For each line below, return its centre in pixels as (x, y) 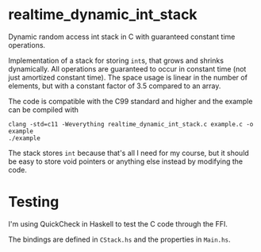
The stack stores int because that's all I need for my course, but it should (129, 153)
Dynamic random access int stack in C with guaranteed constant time (122, 37)
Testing (34, 202)
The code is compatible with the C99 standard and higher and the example (130, 101)
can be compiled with (44, 110)
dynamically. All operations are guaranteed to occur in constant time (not (127, 68)
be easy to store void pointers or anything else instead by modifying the (126, 161)
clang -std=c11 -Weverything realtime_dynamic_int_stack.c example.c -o (131, 124)
